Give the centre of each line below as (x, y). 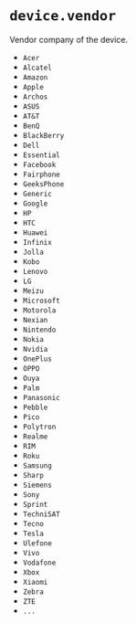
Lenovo (35, 271)
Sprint (35, 504)
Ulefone (37, 543)
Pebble (35, 407)
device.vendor (63, 16)
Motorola (39, 310)
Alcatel (37, 68)
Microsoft (42, 301)
